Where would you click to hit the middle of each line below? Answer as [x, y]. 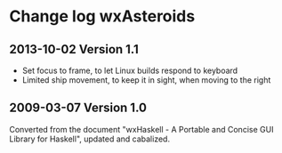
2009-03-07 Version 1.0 [78, 108]
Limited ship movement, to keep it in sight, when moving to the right [146, 80]
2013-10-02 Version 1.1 [74, 49]
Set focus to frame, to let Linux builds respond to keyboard [130, 70]
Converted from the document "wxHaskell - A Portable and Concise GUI [141, 129]
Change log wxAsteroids [102, 16]
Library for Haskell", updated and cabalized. [90, 139]
